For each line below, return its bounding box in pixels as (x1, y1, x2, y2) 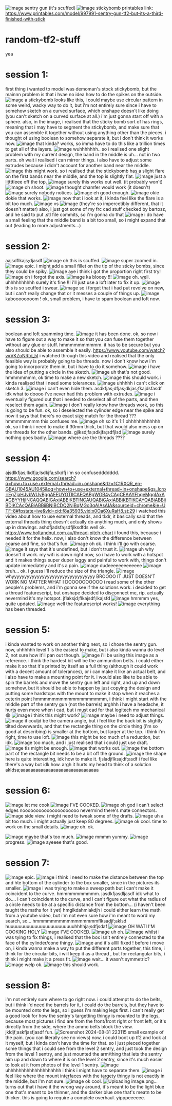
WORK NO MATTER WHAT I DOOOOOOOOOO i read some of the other (5, 578, 155, 585)
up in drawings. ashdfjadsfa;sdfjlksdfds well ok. (5, 524, 106, 530)
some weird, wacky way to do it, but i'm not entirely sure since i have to (5, 102, 157, 108)
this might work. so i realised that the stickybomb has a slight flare (25, 168, 165, 174)
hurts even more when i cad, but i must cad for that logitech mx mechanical (5, 706, 165, 713)
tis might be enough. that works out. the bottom (25, 745, 164, 751)
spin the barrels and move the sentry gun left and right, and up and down (5, 679, 160, 685)
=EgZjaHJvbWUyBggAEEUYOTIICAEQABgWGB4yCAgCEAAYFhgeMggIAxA (5, 491, 165, 497)
